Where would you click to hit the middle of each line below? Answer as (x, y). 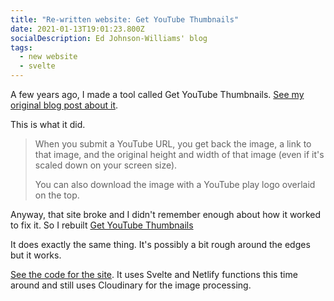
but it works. (36, 255)
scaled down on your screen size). (106, 165)
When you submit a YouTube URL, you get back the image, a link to (173, 144)
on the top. (57, 195)
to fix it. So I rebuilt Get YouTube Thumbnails (102, 225)
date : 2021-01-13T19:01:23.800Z (77, 29)
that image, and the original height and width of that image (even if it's (179, 154)
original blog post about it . (64, 105)
